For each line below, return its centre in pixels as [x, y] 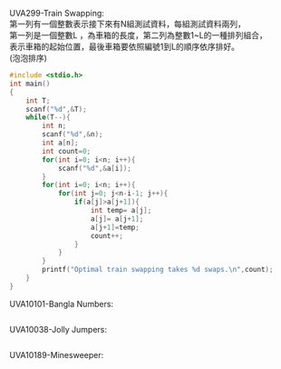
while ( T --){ [48, 117]
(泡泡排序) [29, 58]
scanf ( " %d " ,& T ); [57, 109]
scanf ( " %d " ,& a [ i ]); [94, 168]
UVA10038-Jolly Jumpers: [58, 329]
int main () [30, 84]
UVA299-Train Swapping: [57, 13]
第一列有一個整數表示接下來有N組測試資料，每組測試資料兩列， [128, 24]
